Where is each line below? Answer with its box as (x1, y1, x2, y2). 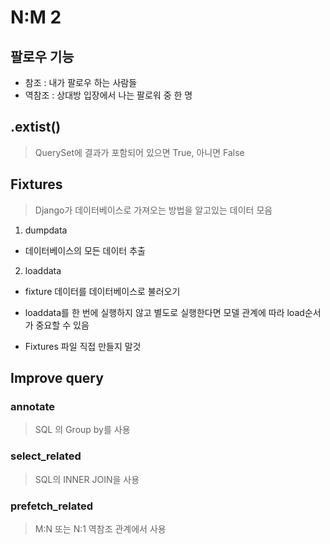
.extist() (10, 119, 62, 136)
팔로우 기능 (10, 48, 75, 65)
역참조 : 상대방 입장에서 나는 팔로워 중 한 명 (24, 89, 193, 101)
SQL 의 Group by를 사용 (34, 424, 131, 436)
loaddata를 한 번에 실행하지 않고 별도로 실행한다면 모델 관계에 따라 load (24, 306, 305, 318)
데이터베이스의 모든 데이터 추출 (24, 244, 146, 256)
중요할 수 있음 (35, 319, 90, 331)
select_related (10, 449, 82, 463)
